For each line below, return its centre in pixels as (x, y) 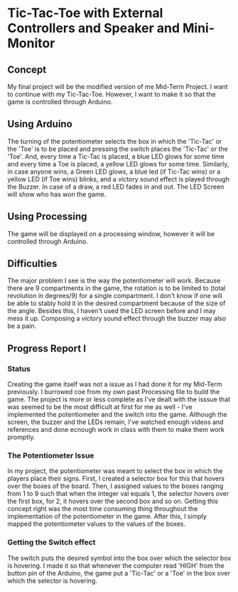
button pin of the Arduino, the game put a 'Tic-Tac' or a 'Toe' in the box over (119, 573)
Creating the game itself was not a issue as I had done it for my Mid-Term (115, 384)
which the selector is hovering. (53, 581)
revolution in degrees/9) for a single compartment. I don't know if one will (115, 296)
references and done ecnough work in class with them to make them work (116, 430)
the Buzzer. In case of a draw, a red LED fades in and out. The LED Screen (116, 186)
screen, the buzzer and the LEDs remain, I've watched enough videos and (115, 422)
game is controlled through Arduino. (60, 102)
